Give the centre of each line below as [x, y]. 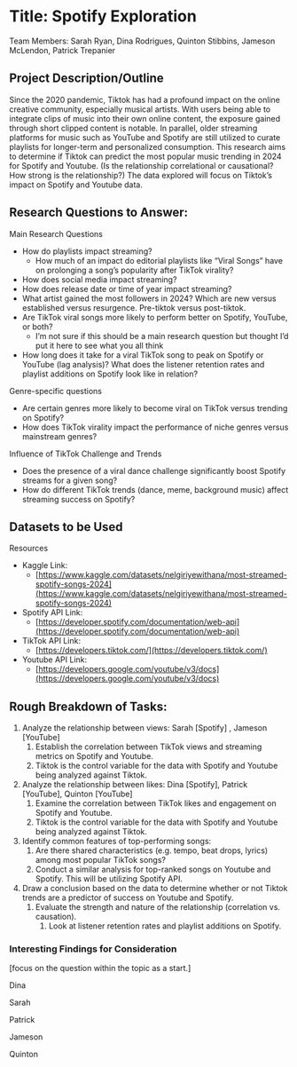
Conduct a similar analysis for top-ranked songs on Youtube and [153, 869]
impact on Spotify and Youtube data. [76, 185]
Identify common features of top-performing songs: [117, 842]
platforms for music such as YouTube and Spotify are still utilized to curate [145, 137]
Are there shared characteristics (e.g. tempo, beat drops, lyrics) [152, 850]
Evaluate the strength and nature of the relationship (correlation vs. [158, 907]
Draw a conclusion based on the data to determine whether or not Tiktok [155, 889]
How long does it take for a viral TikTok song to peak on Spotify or [143, 355]
